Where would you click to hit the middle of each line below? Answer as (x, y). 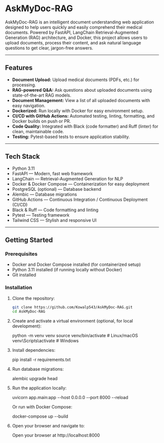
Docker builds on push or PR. (41, 121)
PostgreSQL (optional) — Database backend (57, 189)
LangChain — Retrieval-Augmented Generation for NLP (68, 179)
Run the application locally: (39, 388)
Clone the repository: (33, 298)
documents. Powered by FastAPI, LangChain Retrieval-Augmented (72, 32)
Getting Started (29, 240)
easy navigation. (29, 105)
